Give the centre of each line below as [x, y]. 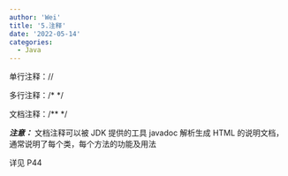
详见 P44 [26, 163]
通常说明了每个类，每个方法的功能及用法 [83, 144]
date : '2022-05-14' [45, 34]
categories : [31, 42]
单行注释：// [32, 77]
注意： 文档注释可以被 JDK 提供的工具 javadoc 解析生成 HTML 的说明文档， [147, 133]
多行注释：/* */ [37, 96]
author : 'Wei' [35, 17]
